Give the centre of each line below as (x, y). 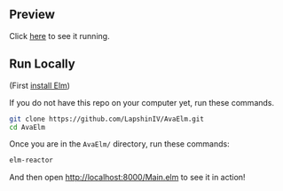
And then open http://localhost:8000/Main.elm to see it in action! (127, 178)
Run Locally (42, 64)
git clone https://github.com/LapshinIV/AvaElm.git (106, 119)
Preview (32, 15)
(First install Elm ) (40, 85)
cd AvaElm (28, 127)
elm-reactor (31, 160)
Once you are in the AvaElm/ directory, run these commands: (119, 144)
